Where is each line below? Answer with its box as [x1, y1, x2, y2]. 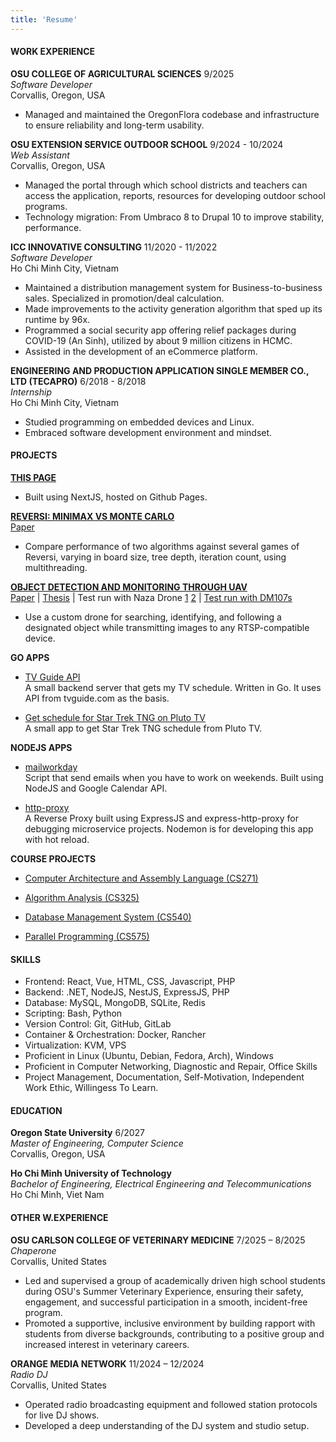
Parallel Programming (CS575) [24, 931, 150, 943]
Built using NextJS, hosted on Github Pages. [24, 491, 208, 503]
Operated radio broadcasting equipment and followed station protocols [24, 1398, 318, 1410]
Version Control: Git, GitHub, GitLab [24, 1018, 172, 1030]
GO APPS [10, 652, 50, 664]
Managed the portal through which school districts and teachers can [24, 179, 308, 191]
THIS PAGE [10, 472, 57, 484]
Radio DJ [10, 1368, 48, 1380]
